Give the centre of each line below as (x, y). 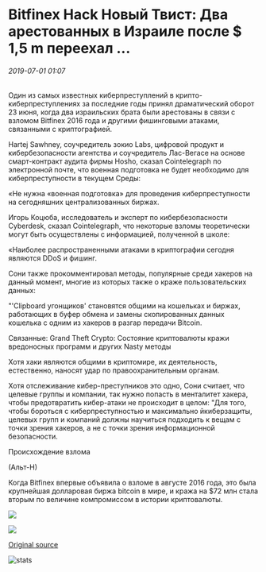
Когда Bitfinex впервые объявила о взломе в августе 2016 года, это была (132, 483)
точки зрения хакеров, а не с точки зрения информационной (112, 428)
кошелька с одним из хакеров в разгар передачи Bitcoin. (105, 323)
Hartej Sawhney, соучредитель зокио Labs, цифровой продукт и (116, 145)
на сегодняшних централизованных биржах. (84, 202)
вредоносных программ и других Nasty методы (90, 346)
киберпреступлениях (44, 104)
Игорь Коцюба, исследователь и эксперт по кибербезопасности (118, 218)
